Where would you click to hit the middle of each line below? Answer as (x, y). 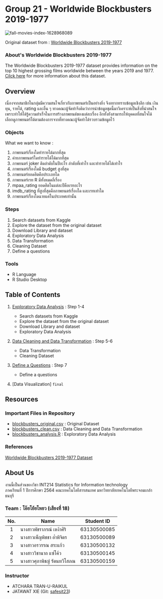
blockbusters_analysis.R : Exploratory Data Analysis (64, 434)
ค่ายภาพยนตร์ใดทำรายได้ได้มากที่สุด (40, 158)
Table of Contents (33, 295)
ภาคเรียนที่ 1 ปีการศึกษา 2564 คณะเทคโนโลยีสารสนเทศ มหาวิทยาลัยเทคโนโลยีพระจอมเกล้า (79, 490)
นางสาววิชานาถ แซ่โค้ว (41, 553)
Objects (15, 132)
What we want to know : (29, 143)
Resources (22, 399)
